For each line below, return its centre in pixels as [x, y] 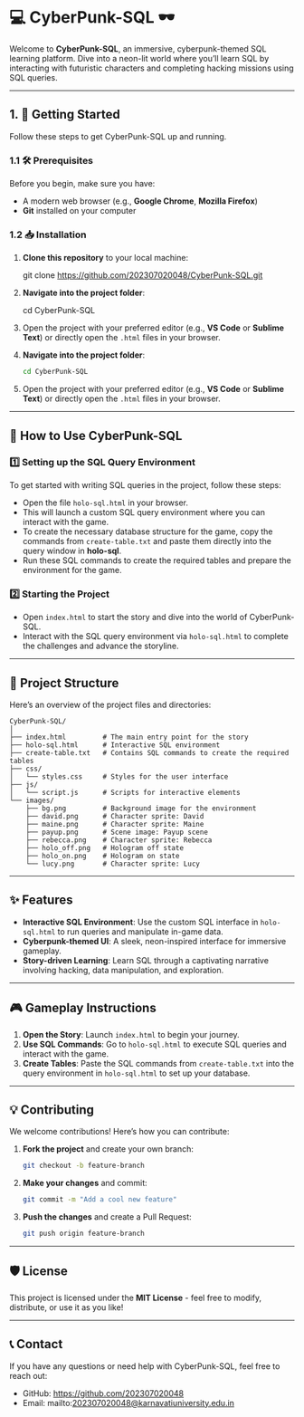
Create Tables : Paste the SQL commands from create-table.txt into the [158, 1063]
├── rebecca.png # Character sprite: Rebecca [119, 840]
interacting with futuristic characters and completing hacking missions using [152, 68]
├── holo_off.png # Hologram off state [104, 848]
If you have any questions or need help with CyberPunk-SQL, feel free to [145, 1366]
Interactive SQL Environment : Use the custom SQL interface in [140, 922]
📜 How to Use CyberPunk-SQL [96, 436]
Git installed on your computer [79, 211]
